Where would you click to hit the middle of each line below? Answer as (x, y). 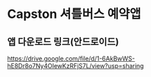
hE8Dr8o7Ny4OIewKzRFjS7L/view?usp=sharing (75, 66)
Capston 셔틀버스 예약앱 (74, 14)
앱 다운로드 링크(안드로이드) (63, 42)
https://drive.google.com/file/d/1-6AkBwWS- (71, 58)
